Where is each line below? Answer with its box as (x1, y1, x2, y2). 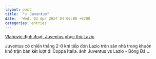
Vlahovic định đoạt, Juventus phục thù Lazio (5, 34, 95, 40)
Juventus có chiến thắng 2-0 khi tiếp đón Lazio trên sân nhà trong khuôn (5, 43, 152, 49)
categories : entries (5, 20, 47, 26)
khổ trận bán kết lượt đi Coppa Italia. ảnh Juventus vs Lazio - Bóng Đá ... (5, 48, 151, 54)
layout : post (5, 7, 32, 12)
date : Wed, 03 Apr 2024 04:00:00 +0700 (5, 16, 91, 21)
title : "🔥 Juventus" (5, 12, 50, 16)
